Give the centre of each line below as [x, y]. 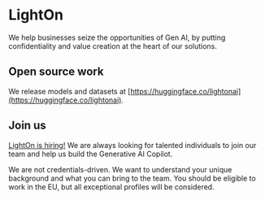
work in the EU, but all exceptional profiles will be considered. [111, 187]
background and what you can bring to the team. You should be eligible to [132, 178]
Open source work [56, 72]
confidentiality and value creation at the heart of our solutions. [113, 46]
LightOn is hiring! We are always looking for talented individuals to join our [132, 145]
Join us [27, 126]
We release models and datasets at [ [70, 91]
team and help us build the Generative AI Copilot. [91, 154]
